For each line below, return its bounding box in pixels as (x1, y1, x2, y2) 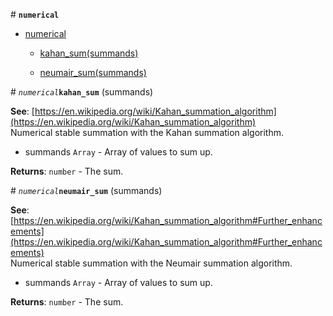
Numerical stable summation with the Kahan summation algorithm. (10, 127, 285, 138)
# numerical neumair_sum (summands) (10, 185, 163, 196)
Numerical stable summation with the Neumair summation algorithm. (10, 257, 293, 269)
